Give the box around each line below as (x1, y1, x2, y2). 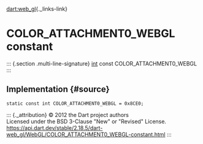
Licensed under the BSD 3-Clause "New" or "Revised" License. (6, 118, 167, 125)
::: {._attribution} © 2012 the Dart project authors (6, 111, 129, 118)
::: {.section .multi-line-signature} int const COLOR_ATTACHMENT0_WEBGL (6, 59, 197, 67)
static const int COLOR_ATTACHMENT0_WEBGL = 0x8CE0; (6, 100, 144, 107)
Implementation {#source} (6, 84, 110, 94)
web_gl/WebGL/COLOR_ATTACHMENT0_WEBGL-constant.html (6, 131, 166, 138)
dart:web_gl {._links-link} (6, 6, 67, 12)
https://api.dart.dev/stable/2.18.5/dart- (6, 124, 103, 131)
